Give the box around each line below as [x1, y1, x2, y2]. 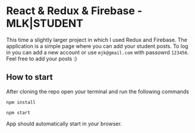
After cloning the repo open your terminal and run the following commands [6, 87, 189, 95]
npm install [6, 99, 36, 105]
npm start [6, 109, 31, 116]
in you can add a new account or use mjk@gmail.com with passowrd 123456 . [6, 48, 189, 56]
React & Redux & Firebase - [6, 4, 143, 18]
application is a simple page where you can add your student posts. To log [6, 43, 188, 50]
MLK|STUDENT [6, 17, 84, 30]
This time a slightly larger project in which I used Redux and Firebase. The [6, 36, 187, 43]
